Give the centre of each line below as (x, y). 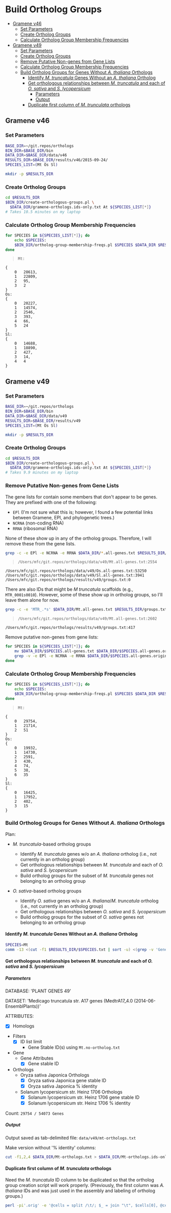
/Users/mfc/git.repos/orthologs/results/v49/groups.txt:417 (70, 628)
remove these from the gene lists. (40, 543)
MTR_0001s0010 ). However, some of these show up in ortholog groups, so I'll (84, 595)
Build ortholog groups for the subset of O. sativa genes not (82, 917)
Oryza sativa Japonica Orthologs (55, 1075)
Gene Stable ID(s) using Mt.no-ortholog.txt (74, 1047)
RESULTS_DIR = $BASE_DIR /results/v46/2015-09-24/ (57, 160)
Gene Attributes (37, 1058)
